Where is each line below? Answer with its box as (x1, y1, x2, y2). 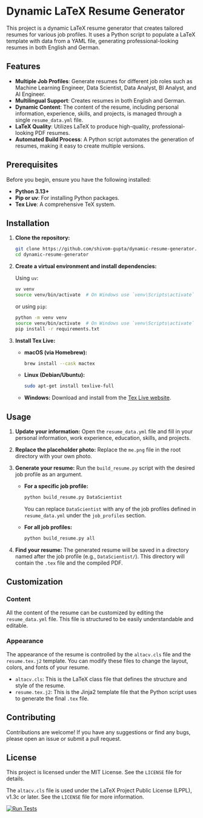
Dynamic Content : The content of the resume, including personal (15, 103, 179, 111)
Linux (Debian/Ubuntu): (24, 371, 85, 379)
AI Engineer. (15, 90, 45, 98)
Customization (6, 577, 64, 587)
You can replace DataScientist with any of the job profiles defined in (24, 505, 196, 512)
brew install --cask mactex (24, 360, 95, 366)
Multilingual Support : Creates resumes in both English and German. (15, 97, 186, 104)
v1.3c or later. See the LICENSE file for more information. (6, 793, 144, 800)
